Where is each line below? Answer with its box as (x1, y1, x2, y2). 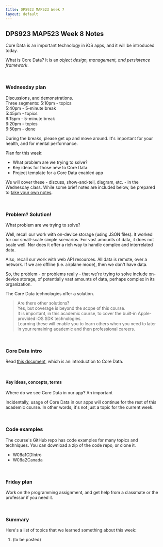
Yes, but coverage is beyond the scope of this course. (17, 305, 126, 311)
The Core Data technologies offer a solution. (5, 290, 94, 297)
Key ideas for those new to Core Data (12, 164, 88, 170)
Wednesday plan (5, 84, 46, 90)
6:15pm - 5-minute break (5, 115, 55, 122)
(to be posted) (12, 537, 41, 543)
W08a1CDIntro (12, 452, 42, 458)
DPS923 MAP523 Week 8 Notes (5, 30, 104, 38)
